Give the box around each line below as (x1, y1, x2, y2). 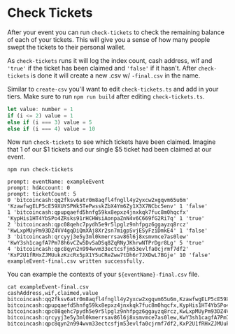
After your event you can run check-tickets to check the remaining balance (7, 28, 225, 36)
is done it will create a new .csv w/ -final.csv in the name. (31, 71, 201, 80)
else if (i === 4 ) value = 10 (7, 125, 96, 132)
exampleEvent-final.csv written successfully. (7, 258, 145, 265)
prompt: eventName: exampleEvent (7, 178, 105, 186)
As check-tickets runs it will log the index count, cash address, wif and (7, 56, 213, 64)
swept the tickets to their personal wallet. (7, 43, 126, 51)
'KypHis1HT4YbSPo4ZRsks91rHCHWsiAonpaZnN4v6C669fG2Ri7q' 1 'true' (7, 215, 205, 222)
